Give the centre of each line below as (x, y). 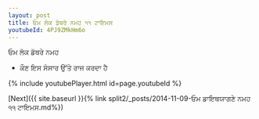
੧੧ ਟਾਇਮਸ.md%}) (36, 107)
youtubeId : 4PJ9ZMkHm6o (47, 30)
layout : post (29, 15)
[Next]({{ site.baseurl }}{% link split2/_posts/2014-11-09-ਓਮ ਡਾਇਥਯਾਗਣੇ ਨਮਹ (129, 99)
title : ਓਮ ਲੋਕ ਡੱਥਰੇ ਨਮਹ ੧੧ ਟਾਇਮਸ (61, 23)
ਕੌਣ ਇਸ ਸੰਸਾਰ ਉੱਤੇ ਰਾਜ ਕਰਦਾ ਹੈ (63, 68)
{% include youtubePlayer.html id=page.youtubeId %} (95, 84)
